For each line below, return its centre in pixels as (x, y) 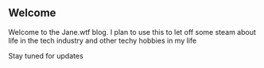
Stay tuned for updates (46, 55)
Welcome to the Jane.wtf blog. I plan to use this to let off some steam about (132, 32)
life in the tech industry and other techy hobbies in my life (103, 40)
